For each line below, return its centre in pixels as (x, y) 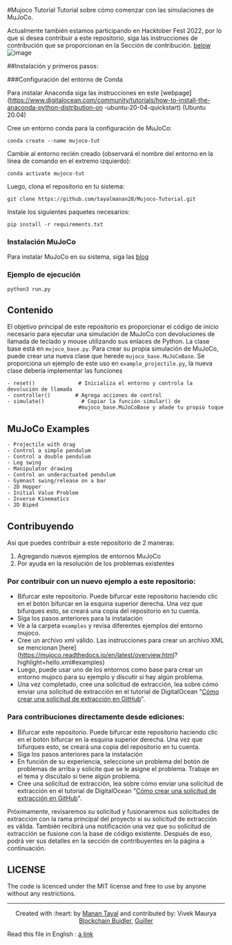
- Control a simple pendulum (49, 451)
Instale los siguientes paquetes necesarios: (68, 212)
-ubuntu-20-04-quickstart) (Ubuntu (155, 107)
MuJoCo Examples (48, 428)
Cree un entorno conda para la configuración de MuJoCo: (90, 128)
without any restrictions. (41, 894)
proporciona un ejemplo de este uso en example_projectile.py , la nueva (110, 363)
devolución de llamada (40, 389)
